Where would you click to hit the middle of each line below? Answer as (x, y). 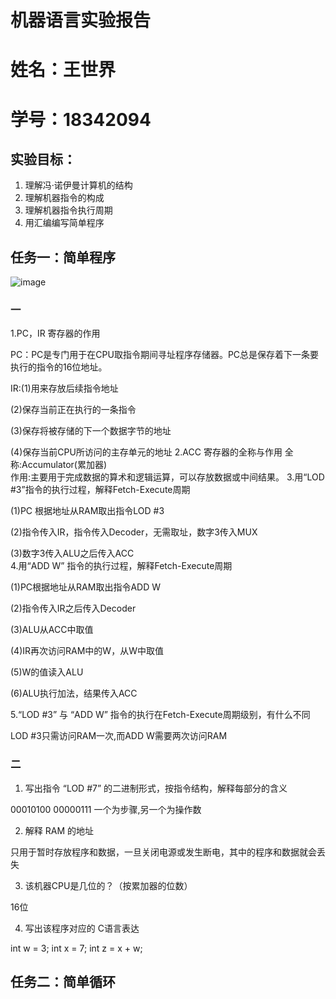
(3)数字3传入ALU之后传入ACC (72, 553)
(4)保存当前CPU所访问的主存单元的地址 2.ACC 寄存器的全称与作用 (146, 452)
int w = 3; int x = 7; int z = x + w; (76, 948)
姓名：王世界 (63, 70)
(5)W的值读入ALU (47, 672)
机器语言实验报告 (81, 20)
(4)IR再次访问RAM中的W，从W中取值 (87, 651)
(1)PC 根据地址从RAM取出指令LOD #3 (87, 511)
